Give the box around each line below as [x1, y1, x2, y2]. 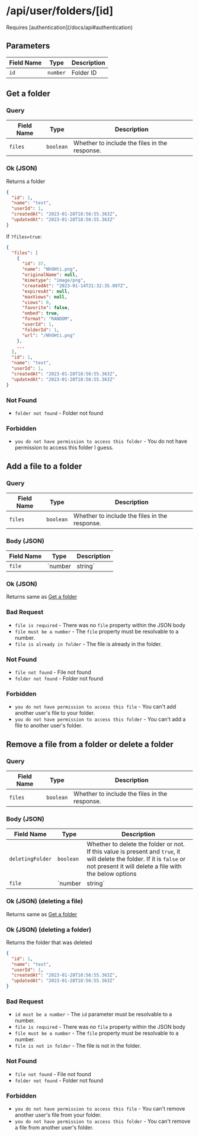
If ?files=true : [6, 233, 42, 240]
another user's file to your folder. [14, 710, 95, 717]
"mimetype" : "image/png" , [21, 277, 86, 284]
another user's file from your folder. [14, 1111, 102, 1118]
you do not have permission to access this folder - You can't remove [14, 1118, 191, 1125]
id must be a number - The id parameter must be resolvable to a [14, 1011, 172, 1018]
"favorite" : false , [21, 305, 70, 311]
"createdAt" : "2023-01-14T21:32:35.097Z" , [21, 283, 129, 288]
